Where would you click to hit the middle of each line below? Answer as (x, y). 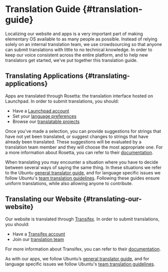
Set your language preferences (44, 116)
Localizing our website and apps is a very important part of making (74, 33)
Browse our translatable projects (46, 121)
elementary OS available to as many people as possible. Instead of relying (81, 39)
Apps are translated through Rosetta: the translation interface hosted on (79, 95)
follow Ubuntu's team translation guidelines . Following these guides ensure (82, 178)
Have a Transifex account (39, 234)
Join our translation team (38, 239)
